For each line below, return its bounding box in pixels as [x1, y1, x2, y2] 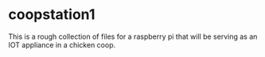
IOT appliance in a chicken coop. [8, 40, 116, 49]
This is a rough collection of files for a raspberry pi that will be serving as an [8, 32, 258, 41]
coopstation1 [8, 6, 95, 24]
